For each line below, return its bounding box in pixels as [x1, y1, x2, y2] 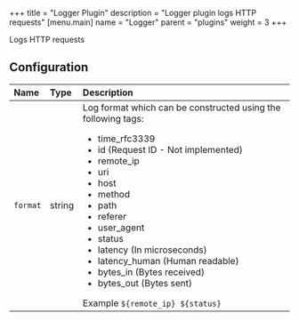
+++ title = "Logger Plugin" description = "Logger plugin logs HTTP [9, 8, 256, 18]
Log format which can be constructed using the [83, 101, 281, 114]
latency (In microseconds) [97, 244, 207, 256]
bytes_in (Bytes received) [97, 266, 205, 278]
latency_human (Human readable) [97, 254, 239, 267]
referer [97, 210, 127, 222]
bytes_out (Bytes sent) [97, 277, 193, 289]
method [97, 188, 131, 200]
